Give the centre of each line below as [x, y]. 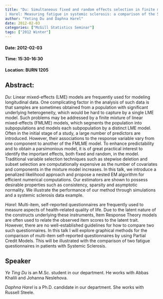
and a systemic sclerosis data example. [44, 195]
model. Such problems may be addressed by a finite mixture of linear [74, 118]
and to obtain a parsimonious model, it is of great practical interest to [74, 148]
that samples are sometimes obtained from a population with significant [77, 107]
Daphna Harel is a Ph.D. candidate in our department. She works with [74, 287]
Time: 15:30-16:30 [24, 59]
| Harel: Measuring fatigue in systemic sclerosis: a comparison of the [80, 14]
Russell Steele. [20, 293]
